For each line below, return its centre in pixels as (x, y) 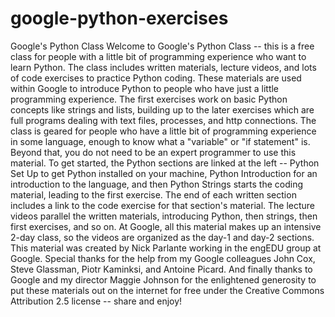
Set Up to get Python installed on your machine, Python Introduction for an (164, 173)
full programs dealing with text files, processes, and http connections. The (163, 120)
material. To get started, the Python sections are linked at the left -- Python (165, 163)
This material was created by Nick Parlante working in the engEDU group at (166, 248)
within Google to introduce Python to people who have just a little (145, 88)
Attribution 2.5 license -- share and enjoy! (96, 301)
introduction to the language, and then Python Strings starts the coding (157, 184)
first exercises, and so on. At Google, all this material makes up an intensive (166, 226)
